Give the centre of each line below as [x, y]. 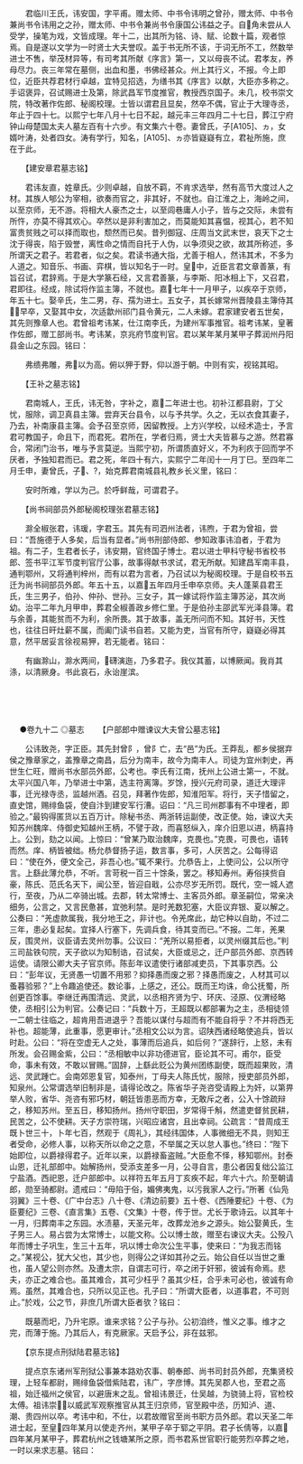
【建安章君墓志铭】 [59, 168]
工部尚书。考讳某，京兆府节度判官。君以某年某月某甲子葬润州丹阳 [171, 334]
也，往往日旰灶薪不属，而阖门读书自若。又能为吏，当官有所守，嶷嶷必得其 [147, 630]
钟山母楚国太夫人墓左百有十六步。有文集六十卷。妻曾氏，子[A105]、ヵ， [144, 126]
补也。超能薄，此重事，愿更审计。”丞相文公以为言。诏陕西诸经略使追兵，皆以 [151, 1031]
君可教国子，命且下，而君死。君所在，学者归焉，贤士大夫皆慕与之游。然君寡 [151, 437]
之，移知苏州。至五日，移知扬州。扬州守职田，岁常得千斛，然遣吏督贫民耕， [151, 1110]
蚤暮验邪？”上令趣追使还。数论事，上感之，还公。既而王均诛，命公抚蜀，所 [150, 986]
